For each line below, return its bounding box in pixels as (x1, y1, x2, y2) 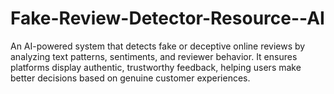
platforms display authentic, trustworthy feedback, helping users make (10, 61, 302, 73)
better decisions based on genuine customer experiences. (10, 72, 251, 84)
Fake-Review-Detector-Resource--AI (10, 7, 325, 30)
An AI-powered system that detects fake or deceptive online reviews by (10, 40, 306, 52)
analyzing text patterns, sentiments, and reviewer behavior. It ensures (10, 50, 298, 62)
